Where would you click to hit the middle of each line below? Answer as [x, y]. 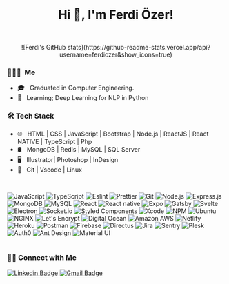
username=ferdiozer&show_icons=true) [116, 54]
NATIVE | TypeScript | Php [54, 141]
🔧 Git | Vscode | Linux [50, 170]
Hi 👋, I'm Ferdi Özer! [116, 15]
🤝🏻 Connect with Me [42, 258]
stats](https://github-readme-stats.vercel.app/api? [139, 47]
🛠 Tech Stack [31, 116]
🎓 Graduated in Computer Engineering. [76, 88]
